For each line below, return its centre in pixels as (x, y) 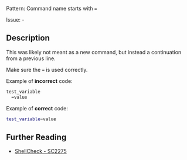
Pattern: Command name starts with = (52, 8)
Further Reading (36, 137)
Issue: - (15, 20)
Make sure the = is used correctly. (47, 69)
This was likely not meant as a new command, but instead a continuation (94, 52)
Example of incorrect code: (40, 81)
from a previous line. (31, 58)
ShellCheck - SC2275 (41, 151)
